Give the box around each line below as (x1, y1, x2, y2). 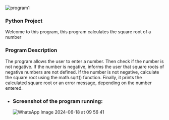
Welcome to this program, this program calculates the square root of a (5, 29, 151, 35)
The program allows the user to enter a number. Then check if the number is (5, 58, 164, 64)
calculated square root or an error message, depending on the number (5, 80, 152, 86)
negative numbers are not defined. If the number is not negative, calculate (5, 69, 159, 75)
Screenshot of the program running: (12, 97, 103, 104)
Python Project (5, 17, 43, 24)
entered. (5, 85, 23, 91)
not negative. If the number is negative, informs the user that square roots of (5, 64, 164, 70)
